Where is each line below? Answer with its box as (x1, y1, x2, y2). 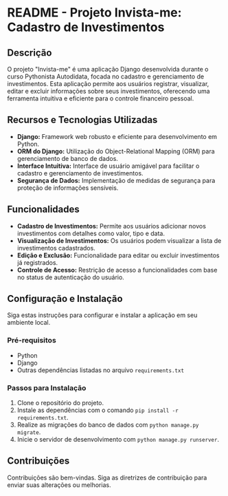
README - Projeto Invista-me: (7, 5, 182, 21)
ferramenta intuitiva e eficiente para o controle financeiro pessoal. (7, 94, 194, 103)
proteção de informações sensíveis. (16, 184, 119, 192)
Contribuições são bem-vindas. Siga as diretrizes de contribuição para (7, 473, 207, 482)
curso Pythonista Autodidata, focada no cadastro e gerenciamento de (7, 72, 205, 80)
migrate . (16, 428, 41, 436)
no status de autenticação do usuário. (16, 273, 125, 281)
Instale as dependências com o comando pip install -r (16, 406, 179, 414)
